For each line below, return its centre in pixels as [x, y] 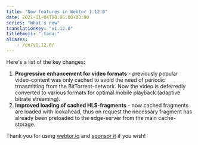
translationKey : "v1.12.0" [40, 28]
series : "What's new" [33, 23]
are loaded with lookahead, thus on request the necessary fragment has [103, 112]
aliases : [17, 39]
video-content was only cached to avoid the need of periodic [90, 80]
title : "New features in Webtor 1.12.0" [57, 12]
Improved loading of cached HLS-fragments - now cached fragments [102, 105]
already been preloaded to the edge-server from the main [86, 118]
